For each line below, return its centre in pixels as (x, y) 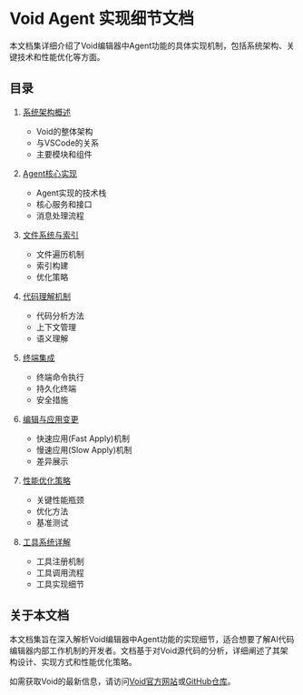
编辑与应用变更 (50, 418)
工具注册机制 (60, 561)
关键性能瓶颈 (60, 499)
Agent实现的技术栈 (71, 193)
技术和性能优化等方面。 (61, 56)
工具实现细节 (60, 584)
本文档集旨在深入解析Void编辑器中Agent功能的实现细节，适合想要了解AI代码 (152, 639)
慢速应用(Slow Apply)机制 (84, 449)
